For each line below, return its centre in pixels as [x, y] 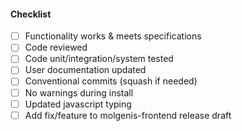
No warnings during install [79, 92]
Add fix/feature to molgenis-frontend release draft [128, 115]
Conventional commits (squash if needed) [111, 81]
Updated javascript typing [78, 104]
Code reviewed [56, 47]
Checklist [31, 14]
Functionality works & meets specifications [113, 36]
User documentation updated [85, 70]
